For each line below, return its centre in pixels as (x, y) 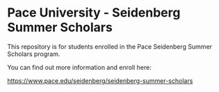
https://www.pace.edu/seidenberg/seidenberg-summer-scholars (100, 80)
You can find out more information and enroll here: (79, 67)
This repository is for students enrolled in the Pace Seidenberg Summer (110, 46)
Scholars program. (34, 54)
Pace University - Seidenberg (94, 13)
